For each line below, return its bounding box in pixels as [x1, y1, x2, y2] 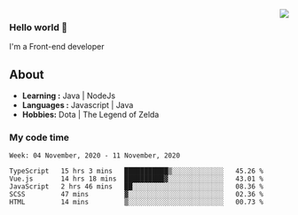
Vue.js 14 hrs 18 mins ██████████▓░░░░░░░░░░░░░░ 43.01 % [9, 174, 264, 184]
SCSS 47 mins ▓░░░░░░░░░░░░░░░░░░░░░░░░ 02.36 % [9, 190, 264, 199]
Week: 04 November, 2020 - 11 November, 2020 [9, 151, 180, 160]
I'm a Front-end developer [9, 42, 105, 52]
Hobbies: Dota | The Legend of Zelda [21, 110, 160, 120]
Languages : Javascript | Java [21, 100, 134, 111]
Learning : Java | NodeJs [21, 90, 116, 101]
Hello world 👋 [9, 21, 68, 34]
